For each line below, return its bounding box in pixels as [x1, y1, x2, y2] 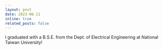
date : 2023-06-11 [5, 12, 41, 17]
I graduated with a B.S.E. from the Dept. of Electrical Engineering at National [5, 34, 159, 40]
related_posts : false [5, 21, 49, 26]
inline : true [5, 16, 32, 21]
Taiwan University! [5, 40, 43, 46]
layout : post [5, 7, 32, 12]
